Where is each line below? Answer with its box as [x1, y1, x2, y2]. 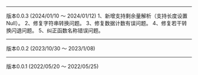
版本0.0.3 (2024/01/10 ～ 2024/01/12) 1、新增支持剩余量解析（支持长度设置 [6, 12, 188, 19]
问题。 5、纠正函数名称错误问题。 [21, 27, 104, 34]
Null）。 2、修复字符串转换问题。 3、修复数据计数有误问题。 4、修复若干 [6, 20, 182, 26]
